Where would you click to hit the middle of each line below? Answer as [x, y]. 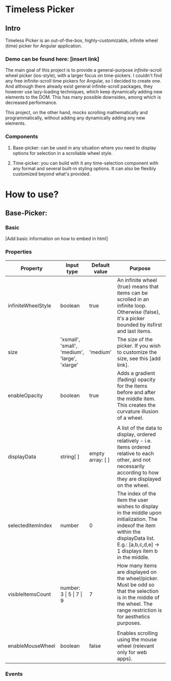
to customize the [137, 352]
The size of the [135, 339]
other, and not [134, 460]
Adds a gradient [136, 373]
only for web [132, 652]
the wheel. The [135, 604]
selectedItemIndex [30, 525]
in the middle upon [139, 512]
